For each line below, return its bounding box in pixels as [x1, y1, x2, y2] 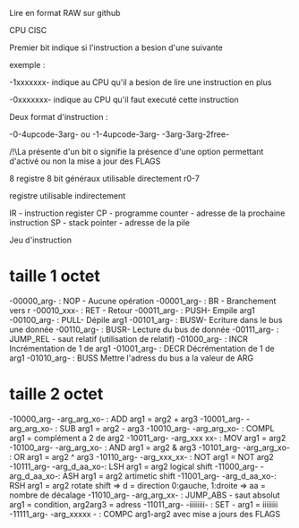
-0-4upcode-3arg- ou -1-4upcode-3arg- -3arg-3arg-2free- [9, 129, 230, 140]
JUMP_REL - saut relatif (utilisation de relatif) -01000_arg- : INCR [9, 333, 248, 344]
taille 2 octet [9, 384, 104, 405]
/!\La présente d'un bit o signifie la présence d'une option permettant [9, 147, 264, 157]
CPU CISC [9, 25, 47, 35]
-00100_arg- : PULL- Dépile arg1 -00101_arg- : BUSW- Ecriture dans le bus [9, 314, 283, 325]
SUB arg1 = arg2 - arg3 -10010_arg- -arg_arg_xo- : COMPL [59, 422, 275, 433]
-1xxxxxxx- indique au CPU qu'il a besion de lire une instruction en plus [9, 77, 272, 88]
